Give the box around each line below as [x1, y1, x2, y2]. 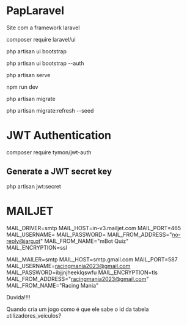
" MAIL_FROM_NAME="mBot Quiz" [40, 237, 129, 245]
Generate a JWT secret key [6, 166, 112, 177]
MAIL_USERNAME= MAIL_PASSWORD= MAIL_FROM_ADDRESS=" [6, 231, 172, 238]
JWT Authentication [6, 129, 112, 143]
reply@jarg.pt [6, 237, 41, 245]
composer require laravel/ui [6, 35, 76, 43]
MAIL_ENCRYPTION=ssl [6, 244, 67, 251]
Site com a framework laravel [6, 24, 80, 31]
